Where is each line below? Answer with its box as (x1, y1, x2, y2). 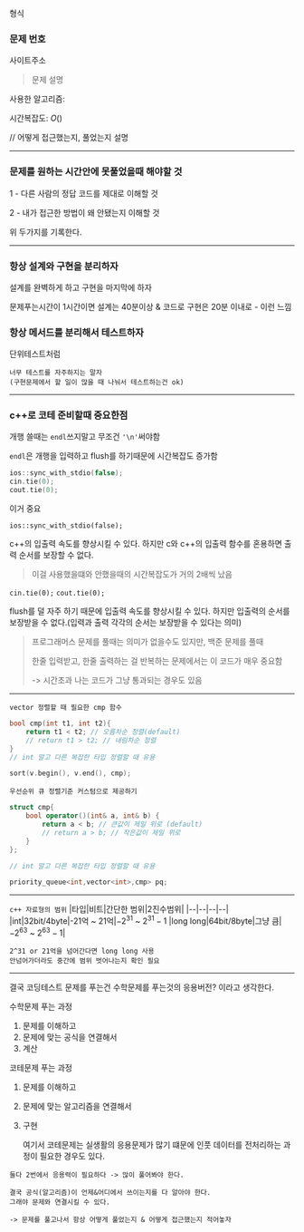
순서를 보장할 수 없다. (18, 549, 94, 560)
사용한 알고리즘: (9, 93, 66, 104)
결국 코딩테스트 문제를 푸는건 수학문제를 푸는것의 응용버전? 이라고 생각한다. (9, 982, 274, 993)
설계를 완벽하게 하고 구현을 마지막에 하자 (9, 282, 152, 293)
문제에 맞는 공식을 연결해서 (22, 1032, 118, 1043)
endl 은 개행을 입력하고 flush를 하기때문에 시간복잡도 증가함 (9, 451, 219, 461)
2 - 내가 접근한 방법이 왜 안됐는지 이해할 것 (9, 207, 160, 218)
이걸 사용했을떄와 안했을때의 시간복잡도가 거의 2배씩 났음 (31, 569, 233, 580)
